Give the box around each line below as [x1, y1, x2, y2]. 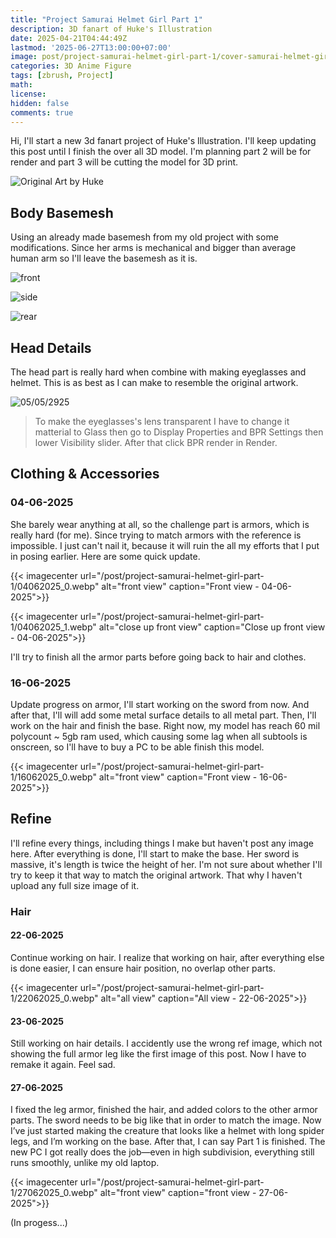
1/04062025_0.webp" [10, 580, 100, 592]
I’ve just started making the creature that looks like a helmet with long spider [10, 1125, 325, 1137]
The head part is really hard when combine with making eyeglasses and [10, 366, 307, 378]
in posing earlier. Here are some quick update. [10, 550, 201, 562]
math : [10, 80, 33, 90]
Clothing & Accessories [10, 466, 160, 483]
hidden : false [10, 98, 70, 108]
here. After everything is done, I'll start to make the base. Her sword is [10, 847, 300, 860]
